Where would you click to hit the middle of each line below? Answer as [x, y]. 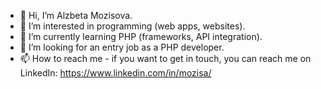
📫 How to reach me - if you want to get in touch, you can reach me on [165, 58]
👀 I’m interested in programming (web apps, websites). [132, 26]
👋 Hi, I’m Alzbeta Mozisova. [76, 15]
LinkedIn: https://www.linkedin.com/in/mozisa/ [115, 73]
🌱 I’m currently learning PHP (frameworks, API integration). [141, 36]
